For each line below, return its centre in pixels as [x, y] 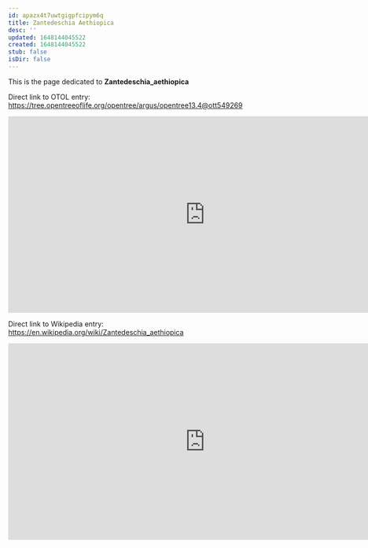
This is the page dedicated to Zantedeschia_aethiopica [99, 81]
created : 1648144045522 [47, 45]
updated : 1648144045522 [47, 37]
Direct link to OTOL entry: [49, 97]
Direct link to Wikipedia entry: [56, 324]
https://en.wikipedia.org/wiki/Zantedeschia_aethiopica [96, 332]
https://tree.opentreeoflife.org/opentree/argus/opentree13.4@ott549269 [125, 105]
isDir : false [29, 60]
